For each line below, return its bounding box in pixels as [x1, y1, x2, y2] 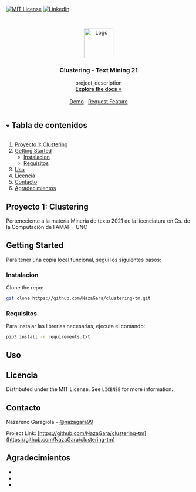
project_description [75, 79, 122, 86]
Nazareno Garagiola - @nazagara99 [6, 419, 94, 426]
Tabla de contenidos [11, 120, 88, 130]
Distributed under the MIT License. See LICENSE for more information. [6, 386, 173, 393]
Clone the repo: [6, 284, 44, 291]
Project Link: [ [6, 430, 40, 437]
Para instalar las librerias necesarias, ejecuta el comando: [6, 323, 146, 330]
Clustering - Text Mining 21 [59, 66, 138, 74]
